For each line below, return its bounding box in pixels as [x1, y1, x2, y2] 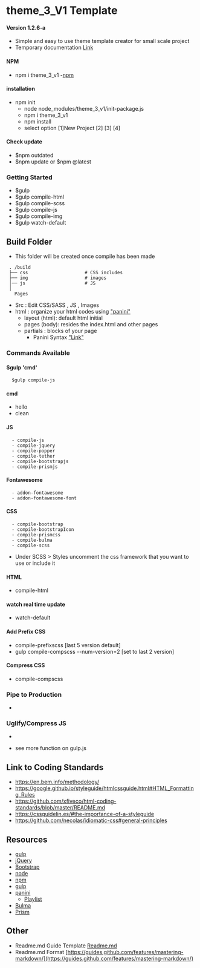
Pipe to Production [6, 690, 62, 699]
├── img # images [8, 275, 107, 282]
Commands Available [6, 349, 71, 357]
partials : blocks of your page [24, 328, 97, 335]
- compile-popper [11, 447, 56, 454]
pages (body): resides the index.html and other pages [24, 321, 158, 328]
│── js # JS [8, 280, 96, 286]
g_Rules [15, 791, 35, 798]
